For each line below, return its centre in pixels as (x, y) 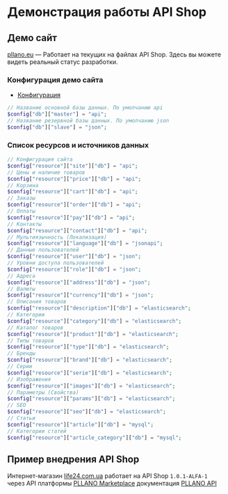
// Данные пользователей (43, 250)
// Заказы (22, 198)
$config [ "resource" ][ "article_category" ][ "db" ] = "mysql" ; (95, 438)
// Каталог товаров (35, 328)
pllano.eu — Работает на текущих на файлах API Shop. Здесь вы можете (114, 54)
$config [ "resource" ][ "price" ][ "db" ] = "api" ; (74, 179)
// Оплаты (22, 212)
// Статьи (22, 418)
